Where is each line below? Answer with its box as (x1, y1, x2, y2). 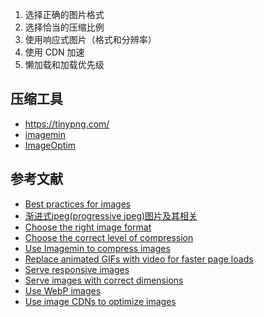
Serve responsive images (24, 263, 130, 275)
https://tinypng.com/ (24, 118, 110, 130)
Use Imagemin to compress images (24, 242, 171, 254)
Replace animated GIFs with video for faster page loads (24, 253, 254, 265)
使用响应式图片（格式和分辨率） (24, 34, 157, 45)
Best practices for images (24, 198, 132, 210)
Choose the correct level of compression (24, 231, 194, 243)
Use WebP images (24, 284, 102, 297)
